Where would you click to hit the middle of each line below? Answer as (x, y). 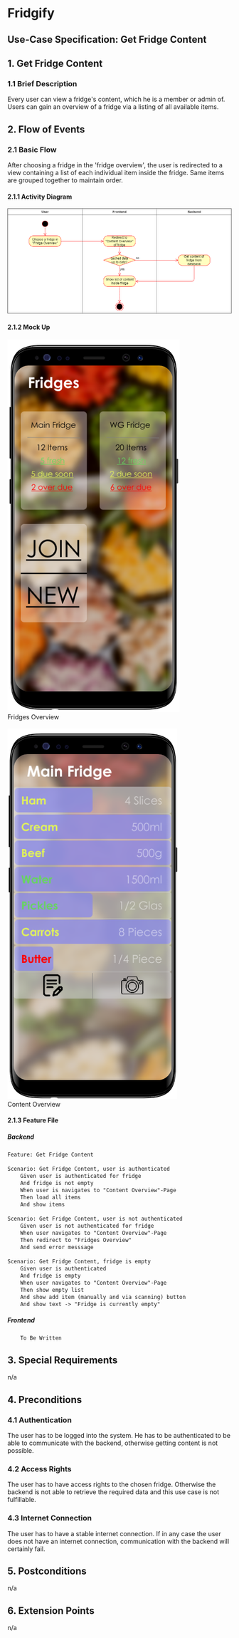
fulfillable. (22, 1500)
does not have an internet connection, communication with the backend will (118, 1541)
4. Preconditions (45, 1400)
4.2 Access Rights (39, 1469)
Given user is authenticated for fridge (81, 1177)
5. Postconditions (47, 1571)
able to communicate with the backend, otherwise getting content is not (113, 1443)
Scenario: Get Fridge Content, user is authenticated (89, 1169)
